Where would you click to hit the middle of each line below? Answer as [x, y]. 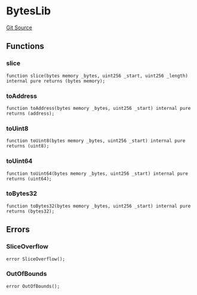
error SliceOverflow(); [36, 259]
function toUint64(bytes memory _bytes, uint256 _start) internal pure [97, 173]
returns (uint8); [28, 146]
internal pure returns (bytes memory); [56, 81]
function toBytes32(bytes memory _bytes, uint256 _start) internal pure [98, 206]
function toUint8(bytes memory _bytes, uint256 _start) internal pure [96, 141]
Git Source [19, 27]
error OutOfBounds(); [33, 286]
